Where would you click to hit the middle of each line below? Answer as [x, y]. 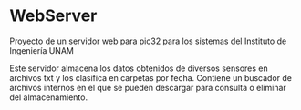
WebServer [53, 16]
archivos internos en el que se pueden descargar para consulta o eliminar [148, 87]
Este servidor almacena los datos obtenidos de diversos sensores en [139, 68]
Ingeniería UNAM [42, 50]
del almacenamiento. [49, 97]
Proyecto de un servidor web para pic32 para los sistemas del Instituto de [148, 41]
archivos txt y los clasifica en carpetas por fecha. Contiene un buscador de [151, 77]
